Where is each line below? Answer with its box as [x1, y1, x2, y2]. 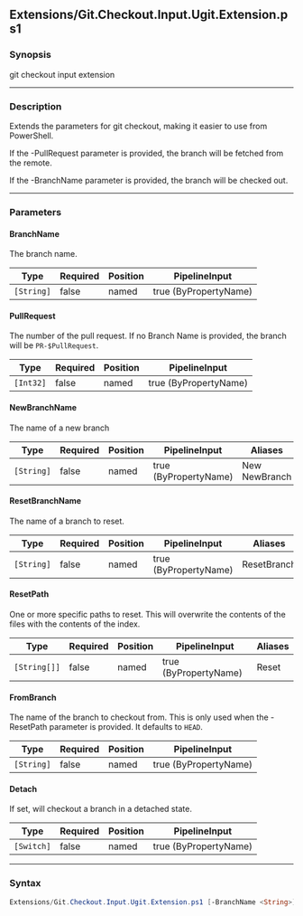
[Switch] [14, 841, 51, 852]
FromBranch [9, 692, 57, 703]
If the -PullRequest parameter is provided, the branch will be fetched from [9, 147, 284, 158]
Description [9, 99, 62, 112]
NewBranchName [9, 401, 78, 412]
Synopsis [9, 49, 51, 61]
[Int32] [14, 378, 47, 388]
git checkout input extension [9, 69, 115, 80]
